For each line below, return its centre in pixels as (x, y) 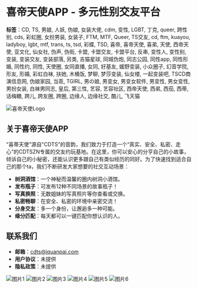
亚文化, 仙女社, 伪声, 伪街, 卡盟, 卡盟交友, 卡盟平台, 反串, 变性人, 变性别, (100, 51)
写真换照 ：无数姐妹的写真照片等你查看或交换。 (71, 194)
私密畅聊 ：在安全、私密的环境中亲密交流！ (66, 201)
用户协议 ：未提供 (35, 259)
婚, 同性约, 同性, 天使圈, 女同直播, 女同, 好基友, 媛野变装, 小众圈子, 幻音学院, (97, 66)
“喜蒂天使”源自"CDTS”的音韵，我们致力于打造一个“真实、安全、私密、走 (94, 144)
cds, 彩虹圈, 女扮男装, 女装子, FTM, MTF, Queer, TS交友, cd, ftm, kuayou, (102, 37)
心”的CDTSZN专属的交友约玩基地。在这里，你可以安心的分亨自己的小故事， (98, 152)
